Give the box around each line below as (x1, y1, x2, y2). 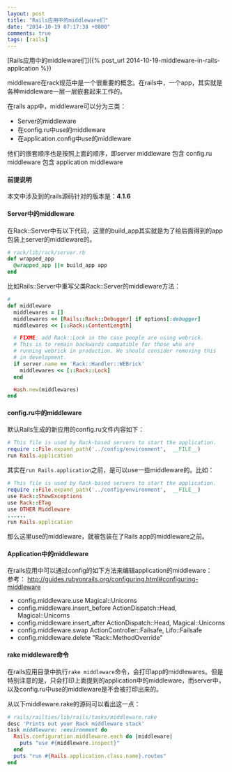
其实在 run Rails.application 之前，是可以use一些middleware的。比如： (7, 466, 215, 474)
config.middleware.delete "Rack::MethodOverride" (17, 634, 163, 642)
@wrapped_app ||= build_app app (13, 262, 108, 269)
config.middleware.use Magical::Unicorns (17, 597, 137, 605)
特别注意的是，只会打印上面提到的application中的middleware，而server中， (7, 676, 225, 685)
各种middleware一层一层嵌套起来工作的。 (7, 87, 127, 96)
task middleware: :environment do (7, 727, 108, 734)
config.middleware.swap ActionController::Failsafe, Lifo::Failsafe (17, 626, 203, 634)
